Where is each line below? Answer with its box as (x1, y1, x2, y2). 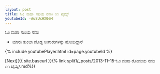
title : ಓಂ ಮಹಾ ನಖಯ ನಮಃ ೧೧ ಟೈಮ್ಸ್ (5, 12, 69, 16)
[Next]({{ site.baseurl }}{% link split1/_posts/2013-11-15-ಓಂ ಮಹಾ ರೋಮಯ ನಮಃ (5, 58, 156, 64)
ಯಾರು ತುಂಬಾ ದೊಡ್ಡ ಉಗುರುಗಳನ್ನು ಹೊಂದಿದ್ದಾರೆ (12, 39, 83, 45)
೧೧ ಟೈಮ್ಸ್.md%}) (5, 63, 35, 69)
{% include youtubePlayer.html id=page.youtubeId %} (5, 49, 113, 55)
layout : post (5, 7, 31, 12)
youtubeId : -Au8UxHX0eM (5, 16, 53, 21)
